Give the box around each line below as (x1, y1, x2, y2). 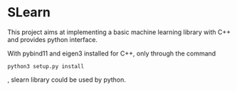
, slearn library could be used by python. (7, 75, 127, 84)
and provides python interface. (7, 35, 98, 43)
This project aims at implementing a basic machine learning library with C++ (7, 28, 231, 36)
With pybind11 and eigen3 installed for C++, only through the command (7, 49, 216, 58)
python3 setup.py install (7, 63, 84, 70)
